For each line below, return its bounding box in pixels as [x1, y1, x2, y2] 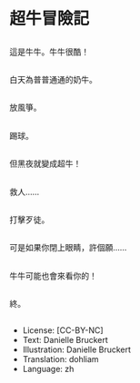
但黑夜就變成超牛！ [9, 158, 82, 169]
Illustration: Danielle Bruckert [22, 344, 132, 355]
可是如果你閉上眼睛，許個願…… [9, 242, 127, 253]
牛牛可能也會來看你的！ [9, 270, 97, 281]
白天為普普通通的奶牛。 [9, 74, 97, 84]
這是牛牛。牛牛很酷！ [9, 46, 89, 57]
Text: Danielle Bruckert [22, 335, 109, 346]
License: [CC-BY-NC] [22, 325, 104, 336]
